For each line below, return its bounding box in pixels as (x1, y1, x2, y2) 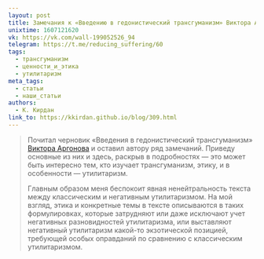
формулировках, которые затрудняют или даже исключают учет (27, 209, 246, 218)
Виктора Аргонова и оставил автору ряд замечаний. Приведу (27, 143, 236, 153)
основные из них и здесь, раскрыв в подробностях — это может (27, 151, 246, 161)
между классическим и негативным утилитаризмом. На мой (27, 192, 233, 201)
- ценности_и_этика (15, 63, 79, 71)
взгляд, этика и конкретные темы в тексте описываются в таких (27, 200, 244, 210)
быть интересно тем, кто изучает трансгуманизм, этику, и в (27, 160, 230, 170)
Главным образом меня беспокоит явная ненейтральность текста (27, 184, 251, 193)
